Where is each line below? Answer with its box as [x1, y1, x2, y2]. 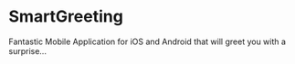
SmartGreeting [8, 6, 124, 27]
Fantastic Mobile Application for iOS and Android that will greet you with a [8, 36, 287, 47]
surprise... [8, 45, 47, 56]
